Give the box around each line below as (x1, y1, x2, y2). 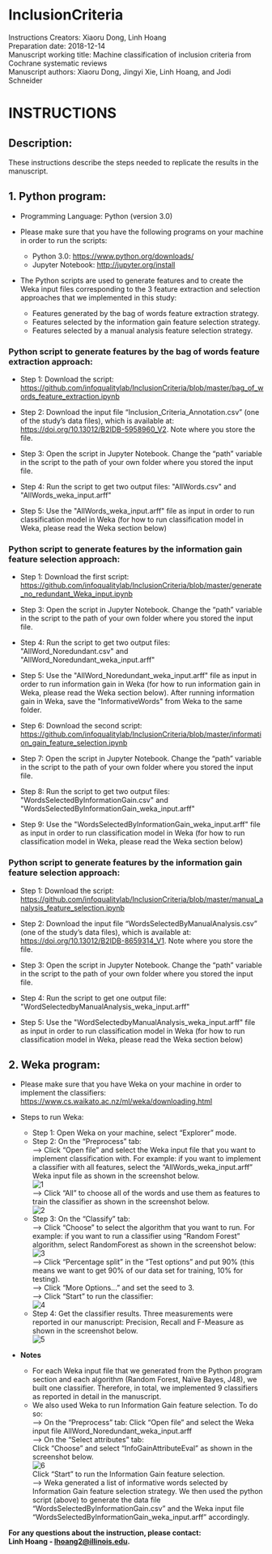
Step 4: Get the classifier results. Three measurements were (32, 1309, 233, 1318)
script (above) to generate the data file (32, 1495, 161, 1505)
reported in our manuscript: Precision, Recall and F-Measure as (32, 1317, 244, 1327)
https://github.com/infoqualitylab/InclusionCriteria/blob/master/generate (19, 581, 262, 591)
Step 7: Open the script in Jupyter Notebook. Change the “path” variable (19, 754, 261, 763)
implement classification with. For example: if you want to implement (32, 1154, 261, 1163)
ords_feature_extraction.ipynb (19, 391, 120, 402)
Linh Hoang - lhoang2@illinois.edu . (8, 1537, 130, 1547)
